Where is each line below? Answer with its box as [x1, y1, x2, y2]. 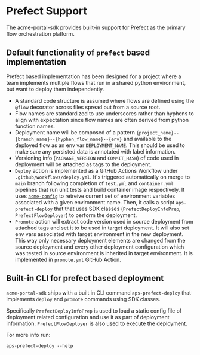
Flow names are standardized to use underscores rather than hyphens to [14, 109, 194, 117]
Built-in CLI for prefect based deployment [6, 273, 164, 283]
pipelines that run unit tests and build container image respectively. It [14, 186, 185, 193]
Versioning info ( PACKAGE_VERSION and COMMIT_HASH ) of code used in [14, 154, 179, 161]
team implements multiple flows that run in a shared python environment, [6, 79, 186, 86]
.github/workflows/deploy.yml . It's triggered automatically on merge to [14, 173, 190, 180]
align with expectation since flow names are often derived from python [14, 116, 189, 123]
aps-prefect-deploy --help [6, 342, 73, 349]
